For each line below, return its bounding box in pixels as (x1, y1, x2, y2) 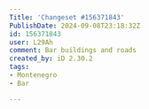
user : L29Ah (9, 37, 53, 47)
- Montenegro (9, 71, 58, 80)
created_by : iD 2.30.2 (9, 54, 93, 63)
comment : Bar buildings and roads (9, 46, 137, 55)
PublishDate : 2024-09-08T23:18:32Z (9, 21, 141, 30)
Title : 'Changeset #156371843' (9, 12, 125, 22)
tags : (9, 63, 29, 72)
